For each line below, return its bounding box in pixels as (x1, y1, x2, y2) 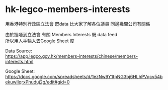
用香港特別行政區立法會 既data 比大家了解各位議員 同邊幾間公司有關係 (5, 21, 150, 27)
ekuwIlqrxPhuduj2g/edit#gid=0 (5, 79, 70, 85)
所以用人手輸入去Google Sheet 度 (5, 38, 74, 44)
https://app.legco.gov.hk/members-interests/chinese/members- (5, 53, 138, 59)
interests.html (5, 58, 34, 64)
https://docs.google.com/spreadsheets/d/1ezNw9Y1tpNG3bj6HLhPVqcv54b (5, 73, 163, 79)
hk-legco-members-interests (5, 4, 130, 15)
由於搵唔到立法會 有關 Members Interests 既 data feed (5, 31, 117, 37)
